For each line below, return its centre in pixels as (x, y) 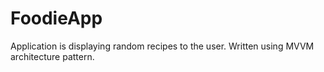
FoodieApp (56, 18)
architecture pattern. (52, 56)
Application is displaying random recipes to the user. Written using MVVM (162, 46)
